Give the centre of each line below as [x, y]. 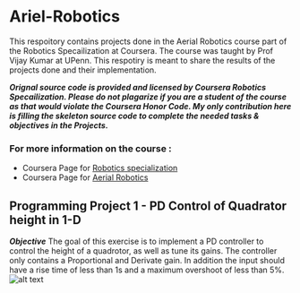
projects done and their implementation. [83, 70]
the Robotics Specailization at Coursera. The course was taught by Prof [141, 50]
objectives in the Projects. [59, 125]
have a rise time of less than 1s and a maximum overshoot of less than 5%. [147, 270]
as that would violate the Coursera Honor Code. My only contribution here [150, 106]
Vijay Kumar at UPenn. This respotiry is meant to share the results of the [142, 60]
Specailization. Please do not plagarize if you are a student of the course [148, 97]
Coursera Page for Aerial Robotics [85, 177]
